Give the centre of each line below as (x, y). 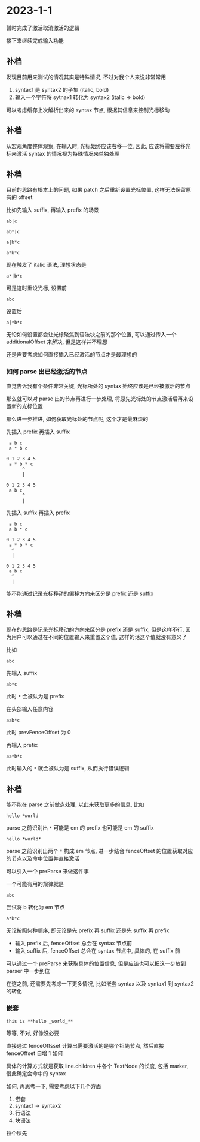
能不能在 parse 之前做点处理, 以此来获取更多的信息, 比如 (75, 804)
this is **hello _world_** (40, 1021)
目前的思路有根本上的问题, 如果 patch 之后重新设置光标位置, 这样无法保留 (96, 190)
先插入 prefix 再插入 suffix (38, 432)
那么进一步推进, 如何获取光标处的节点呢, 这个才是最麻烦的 (77, 419)
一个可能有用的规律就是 (35, 884)
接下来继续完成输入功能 (35, 40)
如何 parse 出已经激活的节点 (47, 372)
